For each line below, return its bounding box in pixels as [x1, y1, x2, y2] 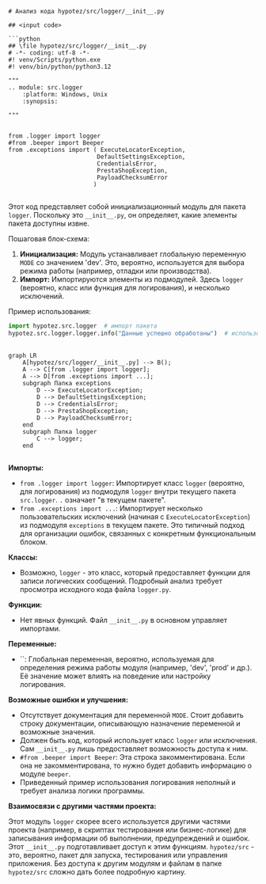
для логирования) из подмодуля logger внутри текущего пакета [19, 487, 237, 496]
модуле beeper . [19, 768, 71, 779]
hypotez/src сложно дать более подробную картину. [8, 867, 187, 876]
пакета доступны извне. [8, 218, 89, 229]
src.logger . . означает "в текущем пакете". [19, 495, 166, 504]
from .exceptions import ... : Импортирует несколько [19, 503, 203, 513]
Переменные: [8, 639, 57, 648]
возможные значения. [19, 727, 96, 736]
